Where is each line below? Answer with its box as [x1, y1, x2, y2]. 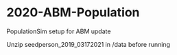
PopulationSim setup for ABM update [6, 27, 111, 35]
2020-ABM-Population [6, 5, 140, 20]
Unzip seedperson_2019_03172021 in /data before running [6, 40, 171, 48]
